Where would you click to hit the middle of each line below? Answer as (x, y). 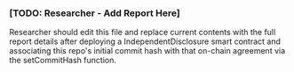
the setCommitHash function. (63, 61)
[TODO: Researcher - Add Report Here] (95, 13)
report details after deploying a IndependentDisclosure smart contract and (145, 41)
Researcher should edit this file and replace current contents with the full (143, 32)
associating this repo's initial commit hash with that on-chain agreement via (147, 51)
